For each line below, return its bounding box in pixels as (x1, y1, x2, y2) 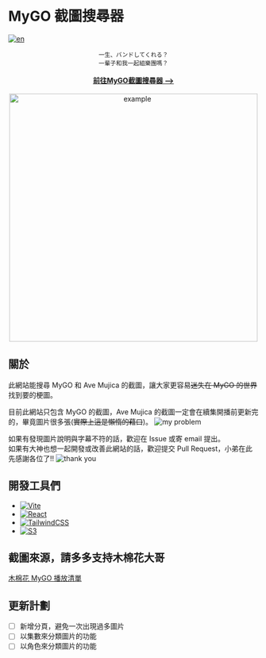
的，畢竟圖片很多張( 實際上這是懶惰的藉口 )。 (8, 417, 153, 426)
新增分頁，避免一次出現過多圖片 (19, 621, 125, 631)
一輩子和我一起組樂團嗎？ (98, 59, 168, 67)
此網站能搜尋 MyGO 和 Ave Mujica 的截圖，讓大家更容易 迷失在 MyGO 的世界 (8, 380, 258, 390)
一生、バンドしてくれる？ (98, 51, 168, 59)
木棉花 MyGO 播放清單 (8, 573, 82, 583)
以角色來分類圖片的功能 (19, 641, 97, 651)
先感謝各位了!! (8, 453, 55, 463)
